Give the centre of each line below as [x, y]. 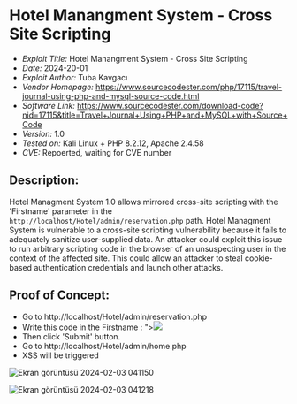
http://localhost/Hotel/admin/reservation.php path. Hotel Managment [140, 220]
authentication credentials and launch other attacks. [129, 267]
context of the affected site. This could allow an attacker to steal [126, 258]
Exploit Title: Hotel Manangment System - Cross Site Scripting [135, 58]
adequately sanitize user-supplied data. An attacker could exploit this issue [146, 239]
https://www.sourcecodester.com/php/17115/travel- [189, 87]
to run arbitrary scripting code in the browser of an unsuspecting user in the [148, 248]
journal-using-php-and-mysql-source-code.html [110, 96]
